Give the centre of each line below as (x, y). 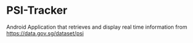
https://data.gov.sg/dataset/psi (45, 33)
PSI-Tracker (37, 10)
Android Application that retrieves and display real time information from (97, 27)
